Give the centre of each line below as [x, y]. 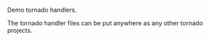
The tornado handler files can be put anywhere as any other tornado [105, 23]
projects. [20, 30]
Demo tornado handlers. [42, 10]
